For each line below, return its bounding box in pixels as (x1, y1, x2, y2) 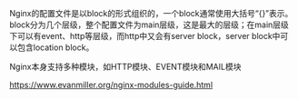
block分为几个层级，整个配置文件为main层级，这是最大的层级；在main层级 (9, 19, 289, 30)
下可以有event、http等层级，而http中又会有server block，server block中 (9, 31, 281, 41)
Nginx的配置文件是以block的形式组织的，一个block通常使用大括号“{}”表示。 (9, 8, 293, 18)
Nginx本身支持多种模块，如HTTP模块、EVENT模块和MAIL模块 (9, 62, 242, 72)
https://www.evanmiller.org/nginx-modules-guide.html (9, 80, 214, 90)
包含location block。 (16, 42, 94, 53)
